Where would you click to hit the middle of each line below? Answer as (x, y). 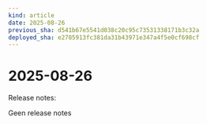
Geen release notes (40, 113)
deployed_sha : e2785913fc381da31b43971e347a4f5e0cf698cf (104, 37)
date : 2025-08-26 (37, 23)
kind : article (32, 15)
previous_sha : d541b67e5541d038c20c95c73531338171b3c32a (104, 30)
